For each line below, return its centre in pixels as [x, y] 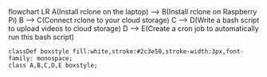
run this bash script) [41, 37]
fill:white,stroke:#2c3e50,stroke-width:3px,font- [158, 52]
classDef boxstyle [39, 52]
